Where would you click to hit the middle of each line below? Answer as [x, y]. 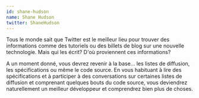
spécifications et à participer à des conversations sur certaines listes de [94, 76]
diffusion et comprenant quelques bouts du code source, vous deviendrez [97, 83]
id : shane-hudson [28, 12]
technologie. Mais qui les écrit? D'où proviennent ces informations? [89, 52]
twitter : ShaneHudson [33, 23]
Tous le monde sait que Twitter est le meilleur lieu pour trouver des [88, 40]
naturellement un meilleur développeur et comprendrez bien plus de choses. [99, 89]
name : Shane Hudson [30, 17]
